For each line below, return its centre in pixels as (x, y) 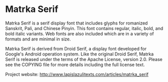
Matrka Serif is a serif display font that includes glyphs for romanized (76, 23)
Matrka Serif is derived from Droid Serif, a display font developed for (76, 48)
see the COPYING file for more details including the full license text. (75, 64)
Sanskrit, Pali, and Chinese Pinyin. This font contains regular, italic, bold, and (84, 28)
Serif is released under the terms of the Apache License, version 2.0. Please (84, 59)
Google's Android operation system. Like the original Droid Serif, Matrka (79, 54)
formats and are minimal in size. (38, 39)
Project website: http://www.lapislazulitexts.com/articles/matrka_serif (77, 74)
